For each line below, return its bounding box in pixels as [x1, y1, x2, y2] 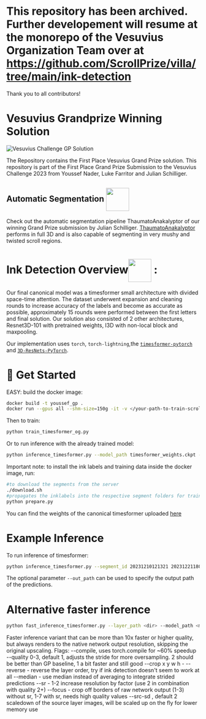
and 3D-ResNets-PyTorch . [6, 346, 69, 354]
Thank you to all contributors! [6, 90, 81, 97]
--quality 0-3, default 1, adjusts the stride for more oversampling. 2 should [6, 653, 194, 661]
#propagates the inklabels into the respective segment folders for [6, 493, 185, 499]
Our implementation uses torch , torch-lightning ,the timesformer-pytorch [6, 340, 193, 347]
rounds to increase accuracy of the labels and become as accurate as [6, 302, 183, 309]
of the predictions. [6, 581, 53, 588]
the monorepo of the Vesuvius [6, 31, 164, 44]
